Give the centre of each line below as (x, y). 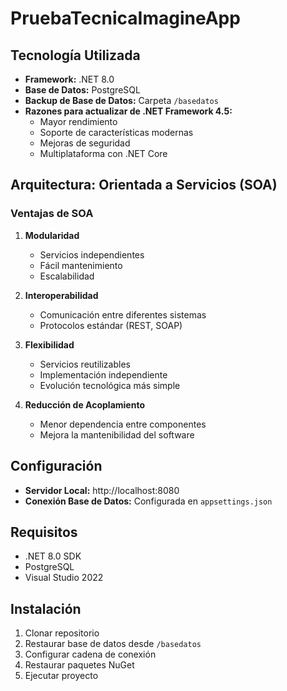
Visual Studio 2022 (64, 578)
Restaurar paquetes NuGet (79, 665)
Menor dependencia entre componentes (123, 424)
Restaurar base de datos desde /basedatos (113, 644)
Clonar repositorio (62, 633)
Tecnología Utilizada (75, 55)
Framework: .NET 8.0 (69, 79)
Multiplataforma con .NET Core (103, 153)
